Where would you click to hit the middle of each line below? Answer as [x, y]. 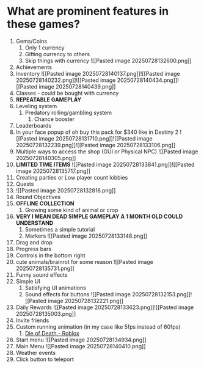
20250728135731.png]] [45, 268]
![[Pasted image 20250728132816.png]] [66, 190]
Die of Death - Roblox [52, 333]
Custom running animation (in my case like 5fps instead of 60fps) [98, 327]
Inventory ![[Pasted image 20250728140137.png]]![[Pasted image [98, 73]
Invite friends [32, 320]
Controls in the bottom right [50, 255]
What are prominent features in [88, 11]
